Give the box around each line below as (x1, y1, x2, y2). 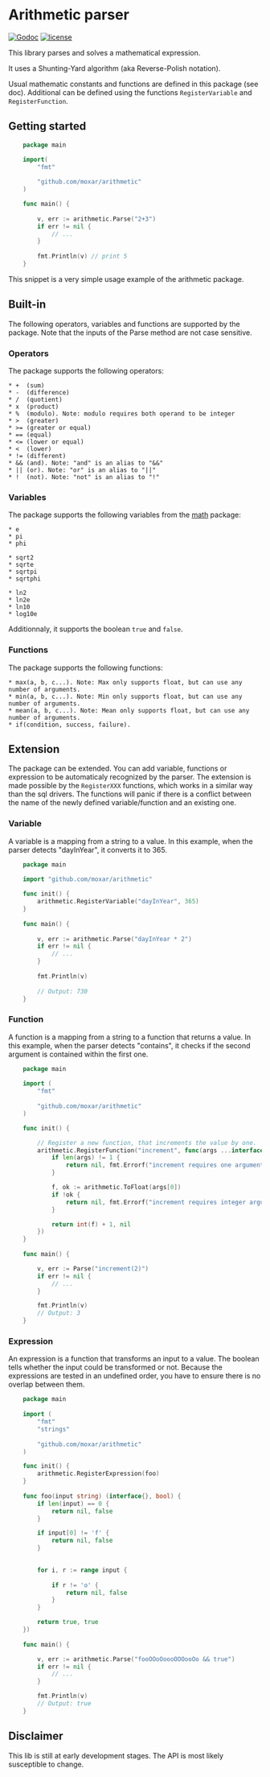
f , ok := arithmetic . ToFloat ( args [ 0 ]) (51, 1184, 182, 1192)
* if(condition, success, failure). (8, 721, 131, 729)
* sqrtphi (8, 575, 42, 583)
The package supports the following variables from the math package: (8, 510, 241, 520)
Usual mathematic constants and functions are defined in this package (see (8, 79, 259, 89)
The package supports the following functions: (8, 663, 163, 672)
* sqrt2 (8, 554, 35, 562)
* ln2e (8, 596, 31, 605)
